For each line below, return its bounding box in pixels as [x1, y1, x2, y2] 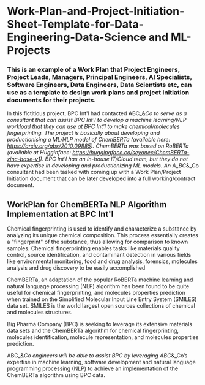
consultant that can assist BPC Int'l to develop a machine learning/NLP [7, 116, 187, 124]
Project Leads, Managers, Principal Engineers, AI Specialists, [7, 73, 192, 82]
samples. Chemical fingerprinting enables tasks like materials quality [7, 245, 180, 252]
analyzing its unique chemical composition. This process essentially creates [7, 232, 198, 239]
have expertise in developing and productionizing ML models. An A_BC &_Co [7, 162, 199, 169]
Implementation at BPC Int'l [7, 208, 114, 219]
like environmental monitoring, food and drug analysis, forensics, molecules [7, 257, 198, 265]
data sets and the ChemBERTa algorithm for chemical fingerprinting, [7, 327, 179, 335]
